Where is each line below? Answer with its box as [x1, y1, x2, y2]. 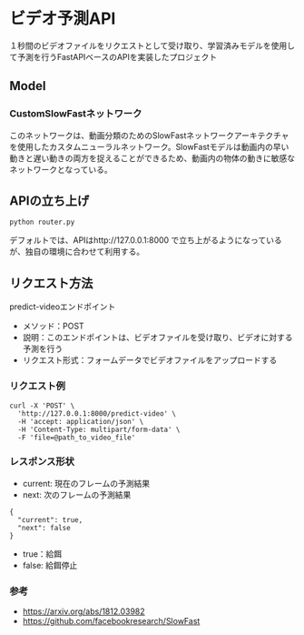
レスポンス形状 [9, 456, 75, 469]
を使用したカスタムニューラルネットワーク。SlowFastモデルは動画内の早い [9, 141, 289, 152]
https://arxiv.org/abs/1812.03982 [22, 606, 145, 617]
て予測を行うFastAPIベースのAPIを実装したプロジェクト [9, 51, 218, 62]
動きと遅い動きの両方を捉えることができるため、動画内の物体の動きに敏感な [9, 152, 296, 164]
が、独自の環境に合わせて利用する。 [9, 247, 145, 257]
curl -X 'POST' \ [9, 401, 75, 410]
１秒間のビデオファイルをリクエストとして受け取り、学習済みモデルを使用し [9, 40, 296, 51]
